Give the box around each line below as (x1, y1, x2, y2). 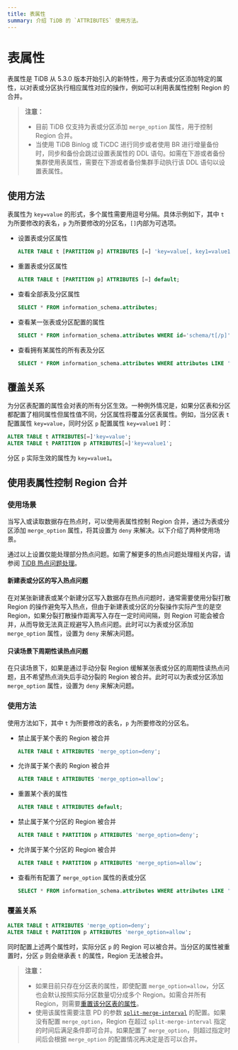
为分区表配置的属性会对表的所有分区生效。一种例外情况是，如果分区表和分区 (7, 401, 231, 410)
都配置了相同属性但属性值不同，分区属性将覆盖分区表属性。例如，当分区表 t (7, 410, 230, 419)
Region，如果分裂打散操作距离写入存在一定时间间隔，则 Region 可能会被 (7, 612, 220, 620)
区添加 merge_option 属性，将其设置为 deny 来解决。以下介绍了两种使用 (7, 526, 215, 534)
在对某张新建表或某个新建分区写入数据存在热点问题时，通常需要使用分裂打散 (7, 594, 231, 602)
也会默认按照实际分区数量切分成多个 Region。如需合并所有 (35, 990, 207, 999)
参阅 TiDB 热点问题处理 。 (7, 558, 81, 567)
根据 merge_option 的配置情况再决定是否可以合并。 (54, 1034, 202, 1043)
